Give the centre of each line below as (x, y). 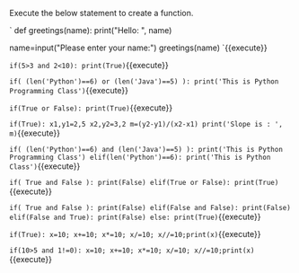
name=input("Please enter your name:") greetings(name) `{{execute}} (138, 48)
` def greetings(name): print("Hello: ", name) (91, 30)
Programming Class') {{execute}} (69, 90)
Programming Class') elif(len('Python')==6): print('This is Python (140, 157)
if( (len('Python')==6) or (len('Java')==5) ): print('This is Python (144, 82)
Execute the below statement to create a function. (101, 13)
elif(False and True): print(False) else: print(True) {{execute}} (136, 216)
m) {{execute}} (35, 133)
